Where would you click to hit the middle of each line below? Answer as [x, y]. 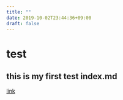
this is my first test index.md [62, 76]
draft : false [23, 23]
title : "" [19, 12]
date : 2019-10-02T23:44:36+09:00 [49, 18]
